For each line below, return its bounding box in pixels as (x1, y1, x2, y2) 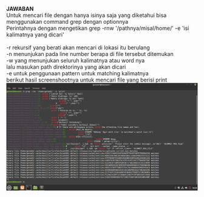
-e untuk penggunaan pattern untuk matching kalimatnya (6, 70, 149, 77)
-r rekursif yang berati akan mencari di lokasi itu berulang (6, 44, 150, 51)
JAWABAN (6, 5, 34, 12)
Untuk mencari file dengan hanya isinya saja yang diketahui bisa (6, 12, 167, 19)
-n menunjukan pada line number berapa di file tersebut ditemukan (6, 50, 174, 57)
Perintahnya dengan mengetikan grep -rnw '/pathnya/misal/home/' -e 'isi (6, 24, 189, 32)
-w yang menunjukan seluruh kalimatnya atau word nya (6, 57, 145, 64)
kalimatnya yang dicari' (6, 31, 65, 38)
